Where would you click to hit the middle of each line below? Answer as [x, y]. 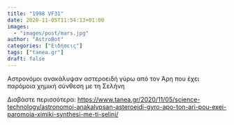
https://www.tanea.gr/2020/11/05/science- [139, 99]
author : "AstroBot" [36, 40]
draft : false [26, 59]
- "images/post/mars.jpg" [51, 33]
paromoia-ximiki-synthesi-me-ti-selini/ [63, 114]
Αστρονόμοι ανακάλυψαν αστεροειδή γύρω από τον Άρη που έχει [103, 78]
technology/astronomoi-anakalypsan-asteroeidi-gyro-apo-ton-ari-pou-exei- [117, 107]
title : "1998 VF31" [36, 14]
